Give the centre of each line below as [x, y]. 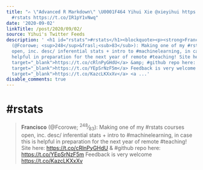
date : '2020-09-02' [31, 23]
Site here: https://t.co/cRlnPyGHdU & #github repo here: [91, 148]
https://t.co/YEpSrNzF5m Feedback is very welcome [86, 154]
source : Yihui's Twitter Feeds [46, 34]
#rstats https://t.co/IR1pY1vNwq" [55, 18]
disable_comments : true [36, 79]
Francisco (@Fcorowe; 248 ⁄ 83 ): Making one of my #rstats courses [103, 127]
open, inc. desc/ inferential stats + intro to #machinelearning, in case [107, 135]
